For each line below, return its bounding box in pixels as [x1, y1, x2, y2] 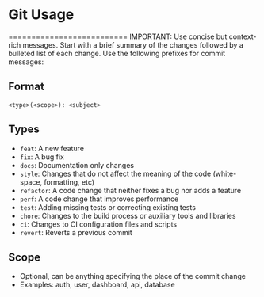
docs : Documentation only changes [19, 160, 135, 169]
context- [228, 32, 257, 41]
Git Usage [8, 6, 75, 24]
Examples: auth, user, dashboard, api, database [19, 280, 176, 290]
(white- [212, 169, 237, 178]
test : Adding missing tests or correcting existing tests [19, 202, 197, 211]
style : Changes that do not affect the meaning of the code [19, 169, 212, 178]
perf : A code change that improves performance [19, 194, 179, 204]
